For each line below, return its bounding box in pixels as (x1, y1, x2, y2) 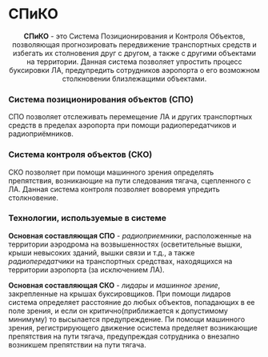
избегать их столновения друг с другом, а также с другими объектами (12, 48, 257, 58)
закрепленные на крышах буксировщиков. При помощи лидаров (8, 289, 231, 299)
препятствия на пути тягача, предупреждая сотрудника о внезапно (8, 331, 240, 341)
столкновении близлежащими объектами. (62, 74, 207, 83)
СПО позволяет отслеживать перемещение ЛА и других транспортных (8, 112, 253, 122)
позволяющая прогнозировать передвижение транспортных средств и (11, 39, 258, 49)
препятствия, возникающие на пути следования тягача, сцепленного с (8, 175, 252, 185)
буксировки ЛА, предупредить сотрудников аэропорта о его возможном (9, 65, 260, 74)
